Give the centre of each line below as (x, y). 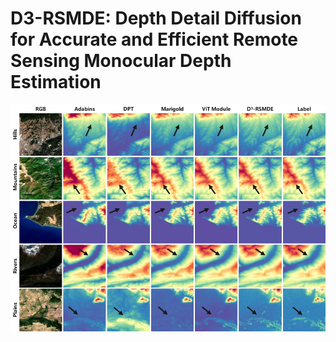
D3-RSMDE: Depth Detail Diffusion (156, 18)
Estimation (56, 82)
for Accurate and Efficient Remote (154, 39)
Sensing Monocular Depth (121, 61)
